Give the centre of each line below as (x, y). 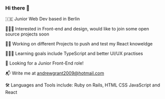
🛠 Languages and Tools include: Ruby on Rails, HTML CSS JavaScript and (83, 85)
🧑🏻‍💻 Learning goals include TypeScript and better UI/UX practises (74, 53)
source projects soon (27, 34)
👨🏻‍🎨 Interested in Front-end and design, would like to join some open (77, 29)
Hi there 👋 (18, 8)
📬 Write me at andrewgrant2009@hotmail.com (55, 73)
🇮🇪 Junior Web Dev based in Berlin (42, 19)
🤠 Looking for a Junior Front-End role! (44, 63)
